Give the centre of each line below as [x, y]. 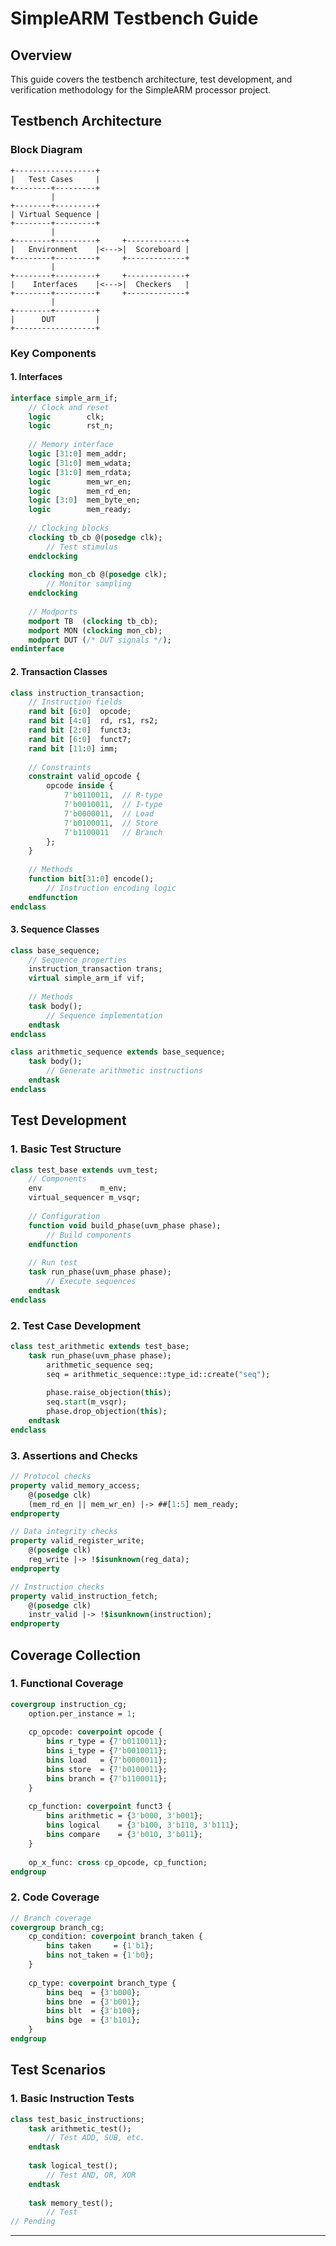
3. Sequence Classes [55, 929]
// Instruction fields [75, 702]
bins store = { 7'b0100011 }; [107, 1769]
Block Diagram [46, 150]
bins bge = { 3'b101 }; [93, 2020]
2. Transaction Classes [59, 671]
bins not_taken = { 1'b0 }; [100, 1955]
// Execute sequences [91, 1282]
